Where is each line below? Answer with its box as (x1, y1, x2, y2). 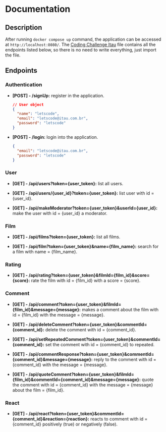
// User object (12, 102, 44, 107)
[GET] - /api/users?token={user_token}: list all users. (12, 180, 123, 186)
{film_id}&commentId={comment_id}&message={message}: (12, 377, 141, 382)
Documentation (5, 3, 71, 15)
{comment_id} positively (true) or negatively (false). (12, 421, 118, 427)
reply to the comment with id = (94, 356, 157, 362)
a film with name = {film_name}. (12, 249, 78, 255)
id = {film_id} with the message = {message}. (12, 312, 105, 318)
